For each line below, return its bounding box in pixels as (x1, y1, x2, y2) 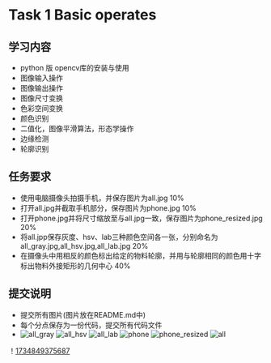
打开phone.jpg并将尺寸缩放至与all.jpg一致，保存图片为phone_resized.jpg (19, 213, 263, 223)
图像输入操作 (19, 73, 63, 83)
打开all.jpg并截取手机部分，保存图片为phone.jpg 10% (19, 203, 197, 212)
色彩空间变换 (19, 104, 63, 113)
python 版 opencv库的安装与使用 (19, 63, 129, 72)
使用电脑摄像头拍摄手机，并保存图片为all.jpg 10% (19, 193, 184, 203)
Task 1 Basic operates (8, 6, 157, 24)
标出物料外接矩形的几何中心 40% (19, 261, 131, 271)
